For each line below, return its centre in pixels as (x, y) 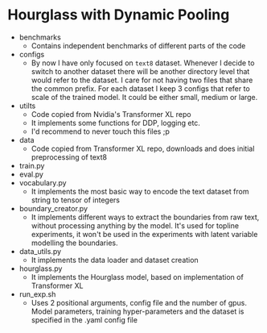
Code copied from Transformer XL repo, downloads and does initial (143, 148)
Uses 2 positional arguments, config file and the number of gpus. (139, 302)
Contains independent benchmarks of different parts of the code (138, 45)
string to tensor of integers (75, 200)
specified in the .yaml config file (84, 319)
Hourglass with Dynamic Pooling (119, 15)
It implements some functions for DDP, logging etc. (115, 123)
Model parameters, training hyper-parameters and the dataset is (138, 311)
